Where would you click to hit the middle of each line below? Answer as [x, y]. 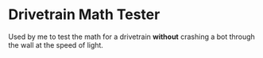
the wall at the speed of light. [56, 44]
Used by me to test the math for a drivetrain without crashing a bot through [132, 37]
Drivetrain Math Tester [84, 15]
